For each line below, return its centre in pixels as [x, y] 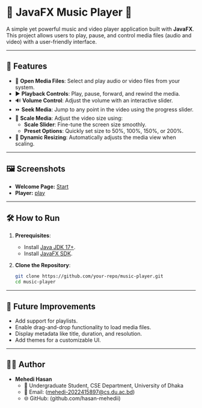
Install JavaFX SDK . [48, 254]
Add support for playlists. [46, 321]
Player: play [30, 193]
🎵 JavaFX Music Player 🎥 [69, 12]
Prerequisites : [33, 236]
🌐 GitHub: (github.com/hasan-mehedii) [72, 398]
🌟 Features [27, 66]
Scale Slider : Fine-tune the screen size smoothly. [85, 124]
